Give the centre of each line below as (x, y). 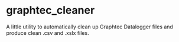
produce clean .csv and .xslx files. (48, 33)
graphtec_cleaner (51, 10)
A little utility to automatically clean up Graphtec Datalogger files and (89, 27)
